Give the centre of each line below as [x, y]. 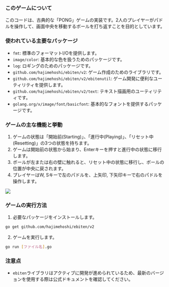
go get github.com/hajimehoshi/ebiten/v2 [50, 227]
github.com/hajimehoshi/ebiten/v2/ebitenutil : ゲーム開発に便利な [83, 78]
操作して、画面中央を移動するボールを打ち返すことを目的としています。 [90, 26]
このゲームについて [29, 8]
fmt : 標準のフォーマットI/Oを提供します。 [56, 53]
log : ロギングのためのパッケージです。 [53, 66]
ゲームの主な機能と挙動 [34, 125]
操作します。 [26, 181]
